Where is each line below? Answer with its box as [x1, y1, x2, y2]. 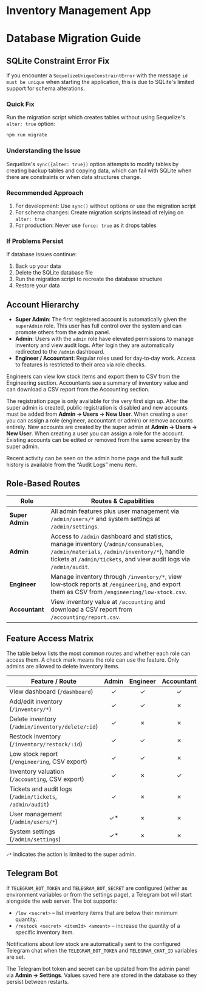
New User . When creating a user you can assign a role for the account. [6, 430, 185, 437]
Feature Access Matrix [6, 634, 94, 644]
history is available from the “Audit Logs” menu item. [6, 461, 138, 469]
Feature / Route [30, 677, 77, 685]
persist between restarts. [6, 978, 69, 985]
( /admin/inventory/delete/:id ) [9, 722, 98, 730]
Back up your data [15, 262, 61, 270]
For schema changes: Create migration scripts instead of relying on [15, 208, 184, 216]
